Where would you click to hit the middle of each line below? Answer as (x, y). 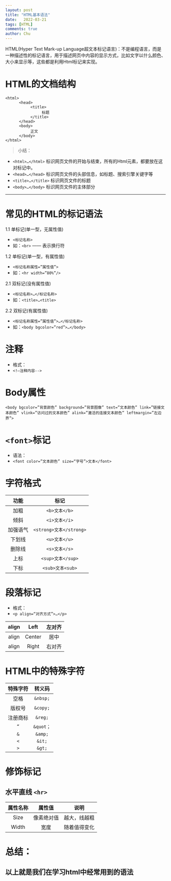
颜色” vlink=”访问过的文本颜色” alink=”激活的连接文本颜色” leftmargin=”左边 (85, 413)
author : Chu (18, 34)
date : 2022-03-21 (26, 19)
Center (33, 636)
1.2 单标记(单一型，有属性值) (35, 256)
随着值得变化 (79, 827)
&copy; (42, 708)
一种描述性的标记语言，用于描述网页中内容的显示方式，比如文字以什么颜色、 (85, 55)
